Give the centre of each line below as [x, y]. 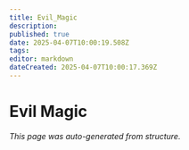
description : [33, 26]
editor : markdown [41, 59]
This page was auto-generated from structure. [95, 136]
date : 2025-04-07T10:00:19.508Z [69, 42]
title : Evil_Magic [43, 17]
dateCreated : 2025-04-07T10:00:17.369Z [83, 68]
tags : [19, 51]
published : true [39, 34]
